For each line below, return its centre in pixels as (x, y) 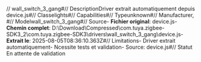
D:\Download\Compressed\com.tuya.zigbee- (108, 28)
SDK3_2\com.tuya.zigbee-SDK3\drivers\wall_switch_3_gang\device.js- (95, 34)
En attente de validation (36, 53)
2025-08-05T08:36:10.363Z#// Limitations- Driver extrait (104, 41)
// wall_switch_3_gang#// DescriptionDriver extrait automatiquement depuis (101, 9)
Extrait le (18, 41)
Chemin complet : (28, 28)
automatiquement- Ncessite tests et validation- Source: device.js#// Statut (100, 47)
